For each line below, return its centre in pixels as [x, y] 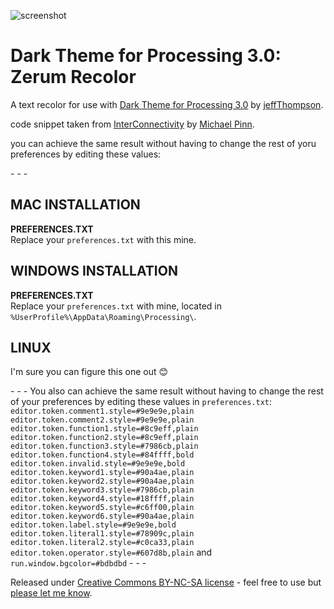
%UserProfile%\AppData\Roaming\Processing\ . [103, 316]
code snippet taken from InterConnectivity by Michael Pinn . [132, 124]
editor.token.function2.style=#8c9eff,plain [104, 438]
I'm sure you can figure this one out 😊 [89, 372]
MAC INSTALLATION [75, 205]
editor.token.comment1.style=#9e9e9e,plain [102, 411]
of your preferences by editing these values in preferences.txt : [141, 402]
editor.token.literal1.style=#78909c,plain [102, 534]
